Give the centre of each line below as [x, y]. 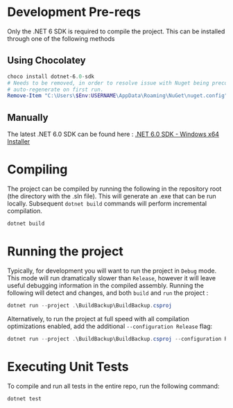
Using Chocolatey [47, 61]
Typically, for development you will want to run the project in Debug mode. [112, 271]
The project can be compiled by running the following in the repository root [114, 189]
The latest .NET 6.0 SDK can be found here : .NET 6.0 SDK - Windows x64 [113, 134]
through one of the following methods [61, 38]
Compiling [37, 170]
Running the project [65, 252]
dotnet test [24, 399]
